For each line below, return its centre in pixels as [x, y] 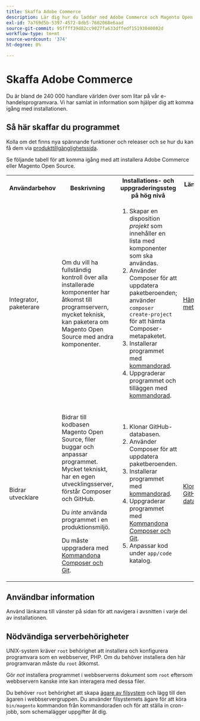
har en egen [78, 477]
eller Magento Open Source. [41, 166]
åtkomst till [77, 299]
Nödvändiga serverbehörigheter [68, 636]
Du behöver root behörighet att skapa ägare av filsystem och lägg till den [96, 693]
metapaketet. [148, 336]
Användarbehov [33, 188]
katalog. [140, 560]
